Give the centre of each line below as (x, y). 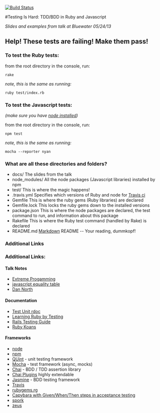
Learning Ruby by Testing (38, 316)
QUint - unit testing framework (42, 359)
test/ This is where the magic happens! (51, 190)
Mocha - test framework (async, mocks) (52, 364)
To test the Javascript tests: (39, 105)
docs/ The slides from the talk (42, 174)
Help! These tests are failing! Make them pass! (77, 41)
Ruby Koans (24, 327)
